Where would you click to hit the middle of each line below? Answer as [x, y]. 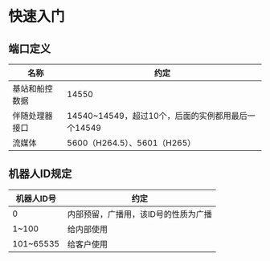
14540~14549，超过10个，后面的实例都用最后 [157, 116]
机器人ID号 [36, 198]
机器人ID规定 [40, 174]
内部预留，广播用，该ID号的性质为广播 [140, 214]
